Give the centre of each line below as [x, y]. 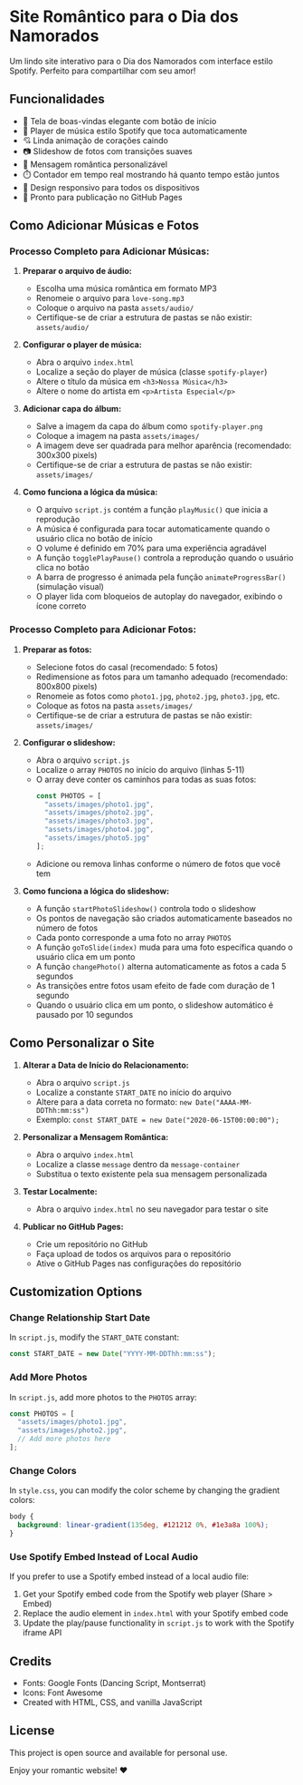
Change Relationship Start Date [80, 1317]
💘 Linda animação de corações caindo [95, 140]
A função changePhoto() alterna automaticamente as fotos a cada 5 [161, 966]
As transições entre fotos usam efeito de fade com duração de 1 [156, 985]
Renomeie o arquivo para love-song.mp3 [110, 298]
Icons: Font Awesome [62, 1692]
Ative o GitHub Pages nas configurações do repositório [138, 1263]
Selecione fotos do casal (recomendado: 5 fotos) [127, 667]
